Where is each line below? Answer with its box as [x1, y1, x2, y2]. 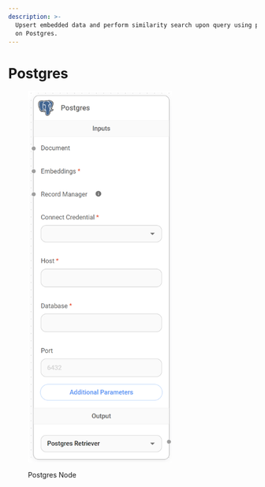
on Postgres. [15, 29, 58, 37]
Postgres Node [28, 470, 77, 480]
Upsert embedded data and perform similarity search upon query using [15, 21, 252, 29]
